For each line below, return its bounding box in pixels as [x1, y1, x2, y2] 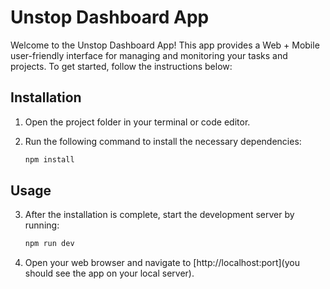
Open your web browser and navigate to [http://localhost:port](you [24, 257, 300, 269]
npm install [24, 154, 75, 165]
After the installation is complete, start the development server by [24, 209, 295, 221]
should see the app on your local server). [24, 267, 195, 280]
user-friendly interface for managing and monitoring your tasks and [10, 49, 288, 61]
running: [24, 219, 60, 231]
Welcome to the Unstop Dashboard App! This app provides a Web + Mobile [10, 39, 320, 51]
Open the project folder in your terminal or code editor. [24, 116, 251, 128]
